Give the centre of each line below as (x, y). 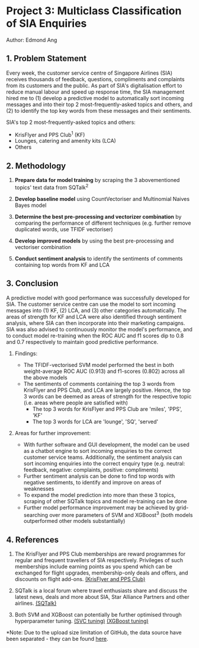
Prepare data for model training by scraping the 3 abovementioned (97, 180)
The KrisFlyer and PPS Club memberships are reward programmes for (100, 554)
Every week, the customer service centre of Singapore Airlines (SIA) (89, 73)
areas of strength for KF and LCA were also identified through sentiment (94, 317)
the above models (45, 377)
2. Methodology (36, 166)
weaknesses (39, 489)
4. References (33, 540)
